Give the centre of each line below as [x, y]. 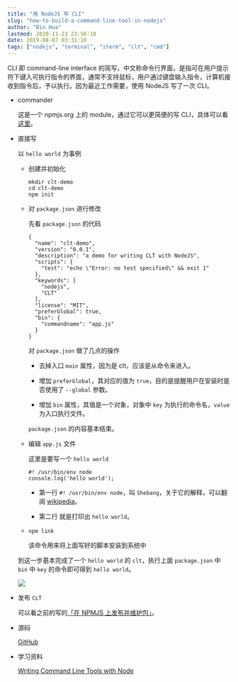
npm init [41, 194]
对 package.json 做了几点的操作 [74, 351]
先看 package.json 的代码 [64, 224]
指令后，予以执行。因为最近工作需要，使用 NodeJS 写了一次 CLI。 [117, 86]
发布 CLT [30, 598]
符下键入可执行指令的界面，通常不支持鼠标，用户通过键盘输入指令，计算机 [116, 77]
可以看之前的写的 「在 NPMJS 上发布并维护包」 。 [87, 612]
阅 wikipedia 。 [60, 501]
